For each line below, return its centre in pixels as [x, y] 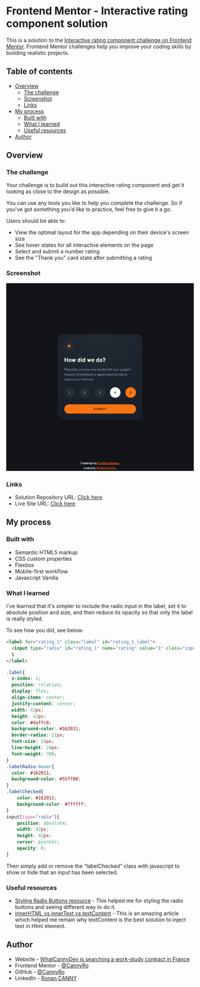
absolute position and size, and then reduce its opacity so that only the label [100, 613]
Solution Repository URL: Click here [58, 497]
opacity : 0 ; [32, 848]
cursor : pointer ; [38, 842]
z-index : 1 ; [26, 679]
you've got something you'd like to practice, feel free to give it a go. [89, 209]
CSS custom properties [43, 558]
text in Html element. [40, 926]
